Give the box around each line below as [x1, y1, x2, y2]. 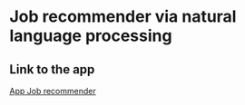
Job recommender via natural [9, 6, 237, 27]
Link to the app [9, 62, 95, 77]
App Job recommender [9, 86, 97, 96]
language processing [9, 25, 172, 46]
